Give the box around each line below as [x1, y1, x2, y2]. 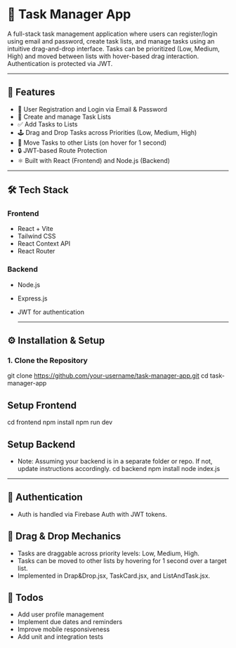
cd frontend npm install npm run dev [7, 418, 113, 427]
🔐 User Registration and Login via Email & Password [17, 105, 167, 113]
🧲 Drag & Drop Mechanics [7, 530, 122, 543]
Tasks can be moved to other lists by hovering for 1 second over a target [17, 556, 227, 564]
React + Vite [17, 225, 54, 233]
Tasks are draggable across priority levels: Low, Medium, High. [17, 549, 200, 557]
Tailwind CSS [17, 232, 56, 241]
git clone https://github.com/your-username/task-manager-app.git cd [7, 371, 209, 380]
